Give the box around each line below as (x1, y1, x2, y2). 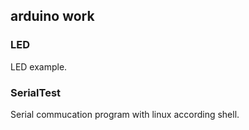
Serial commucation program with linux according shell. (10, 108, 240, 120)
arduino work (10, 8, 95, 25)
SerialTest (10, 85, 62, 99)
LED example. (10, 60, 68, 73)
